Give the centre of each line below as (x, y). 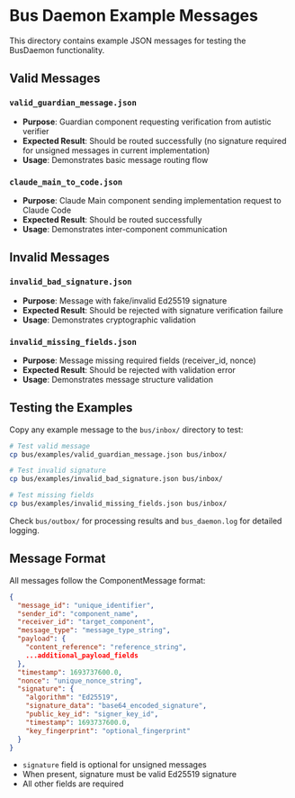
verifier (36, 131)
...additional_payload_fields (82, 655)
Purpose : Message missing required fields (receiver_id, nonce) (139, 360)
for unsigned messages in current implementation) (116, 150)
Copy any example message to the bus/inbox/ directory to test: (126, 430)
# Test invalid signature (58, 471)
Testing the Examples (71, 408)
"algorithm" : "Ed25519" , (72, 698)
